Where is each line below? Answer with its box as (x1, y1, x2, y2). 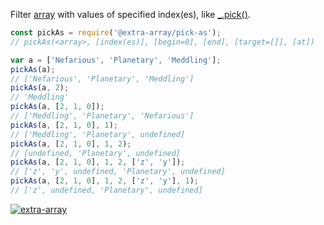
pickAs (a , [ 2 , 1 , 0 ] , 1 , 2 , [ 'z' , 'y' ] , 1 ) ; (10, 176, 200, 186)
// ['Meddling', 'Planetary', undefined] (10, 129, 186, 139)
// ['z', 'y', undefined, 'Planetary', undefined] (10, 167, 226, 177)
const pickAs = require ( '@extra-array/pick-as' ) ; (10, 28, 222, 38)
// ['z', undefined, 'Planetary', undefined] (10, 185, 203, 195)
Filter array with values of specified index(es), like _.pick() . (10, 9, 251, 20)
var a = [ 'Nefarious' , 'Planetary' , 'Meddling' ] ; (10, 55, 222, 65)
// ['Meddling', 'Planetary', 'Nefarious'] (10, 111, 195, 121)
